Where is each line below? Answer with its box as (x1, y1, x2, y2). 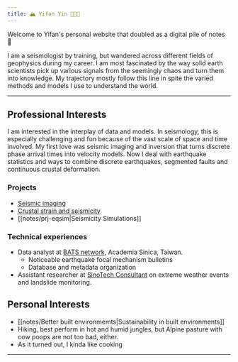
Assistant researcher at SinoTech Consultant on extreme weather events (17, 270, 229, 279)
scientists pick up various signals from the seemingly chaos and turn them (7, 66, 225, 75)
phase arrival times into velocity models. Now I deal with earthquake (7, 150, 207, 158)
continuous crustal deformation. (7, 165, 101, 174)
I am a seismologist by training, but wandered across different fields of (7, 51, 214, 60)
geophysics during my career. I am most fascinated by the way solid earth (7, 58, 223, 67)
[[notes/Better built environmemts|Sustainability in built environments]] (17, 317, 225, 326)
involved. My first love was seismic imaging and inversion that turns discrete (7, 143, 230, 151)
